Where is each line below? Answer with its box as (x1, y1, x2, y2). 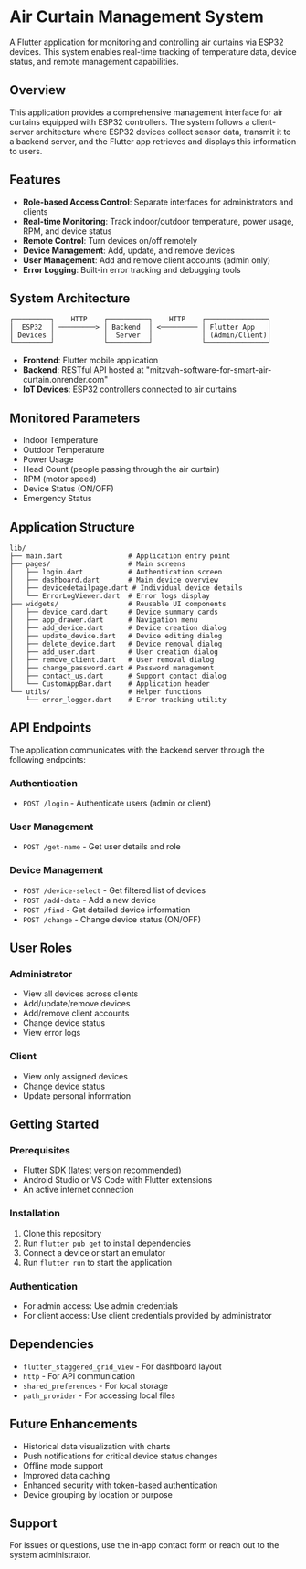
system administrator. (9, 1550, 91, 1561)
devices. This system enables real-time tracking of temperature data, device (9, 46, 297, 57)
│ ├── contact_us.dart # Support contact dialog (9, 671, 227, 680)
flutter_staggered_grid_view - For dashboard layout (22, 1361, 222, 1372)
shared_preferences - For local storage (22, 1380, 169, 1391)
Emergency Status (22, 493, 92, 504)
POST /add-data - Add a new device (22, 894, 157, 905)
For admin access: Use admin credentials (22, 1300, 179, 1311)
